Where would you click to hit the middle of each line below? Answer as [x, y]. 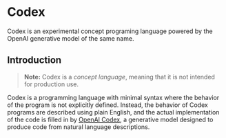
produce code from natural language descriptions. [79, 127]
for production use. [51, 84]
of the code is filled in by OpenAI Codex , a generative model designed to [110, 119]
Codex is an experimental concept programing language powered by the [110, 31]
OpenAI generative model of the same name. [71, 38]
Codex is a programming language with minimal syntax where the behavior [113, 97]
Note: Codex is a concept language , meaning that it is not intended [120, 77]
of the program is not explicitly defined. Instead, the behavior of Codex [107, 105]
